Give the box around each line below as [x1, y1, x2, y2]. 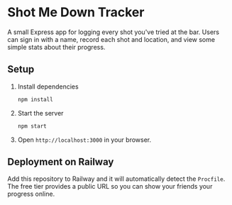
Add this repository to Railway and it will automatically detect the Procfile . [7, 174, 226, 183]
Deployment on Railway [7, 155, 114, 167]
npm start [17, 122, 48, 130]
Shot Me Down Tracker [7, 4, 145, 21]
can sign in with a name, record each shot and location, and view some [7, 35, 215, 43]
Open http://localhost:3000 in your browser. [17, 135, 151, 144]
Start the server [17, 109, 64, 117]
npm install [17, 96, 53, 103]
